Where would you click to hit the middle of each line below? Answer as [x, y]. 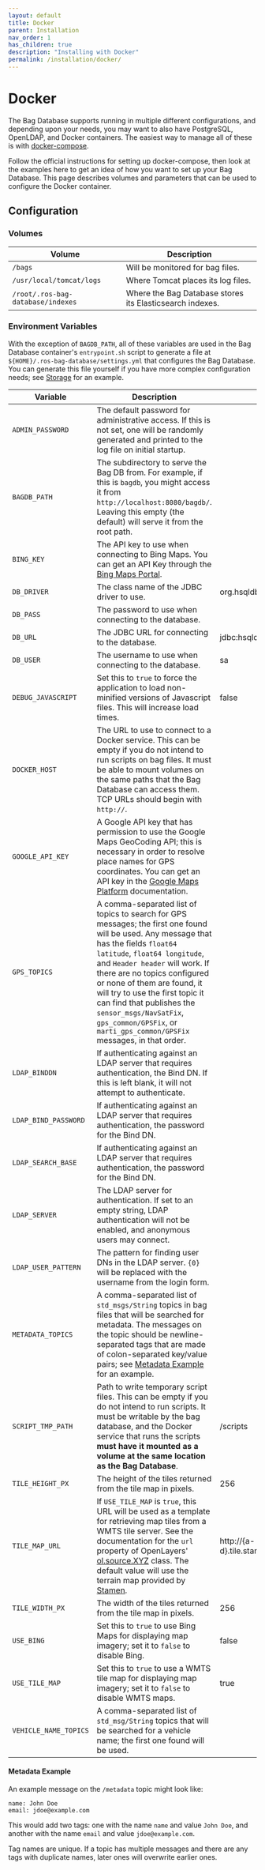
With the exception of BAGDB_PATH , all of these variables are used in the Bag [130, 344]
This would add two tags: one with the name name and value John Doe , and [128, 1825]
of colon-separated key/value [152, 1354]
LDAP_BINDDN [35, 1072]
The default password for [144, 410]
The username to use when [147, 655]
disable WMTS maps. [136, 1698]
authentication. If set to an [145, 1200]
